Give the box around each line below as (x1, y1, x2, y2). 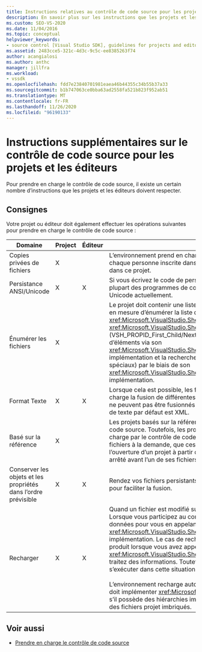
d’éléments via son (109, 338, 162, 347)
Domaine (16, 241, 43, 249)
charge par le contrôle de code (109, 433, 197, 442)
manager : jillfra (6, 64, 50, 71)
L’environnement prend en (109, 251, 183, 260)
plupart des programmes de (109, 284, 188, 292)
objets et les (9, 473, 44, 481)
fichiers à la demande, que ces (109, 440, 196, 449)
